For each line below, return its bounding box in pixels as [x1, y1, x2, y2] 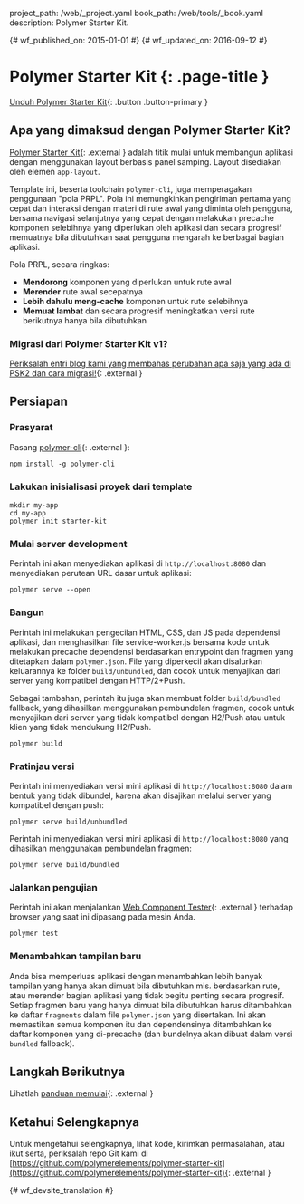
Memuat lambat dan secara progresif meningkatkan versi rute [22, 305, 255, 316]
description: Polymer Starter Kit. [9, 17, 129, 28]
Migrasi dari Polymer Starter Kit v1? [9, 337, 169, 350]
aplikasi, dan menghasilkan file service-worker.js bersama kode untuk [9, 636, 270, 647]
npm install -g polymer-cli [9, 459, 116, 468]
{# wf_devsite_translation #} [9, 1185, 114, 1196]
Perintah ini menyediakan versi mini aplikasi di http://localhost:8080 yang [9, 833, 289, 843]
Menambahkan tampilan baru [9, 950, 142, 963]
